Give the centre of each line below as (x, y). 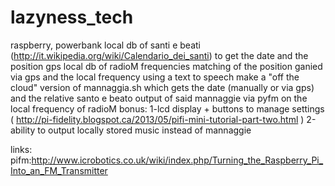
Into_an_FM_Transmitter (59, 170)
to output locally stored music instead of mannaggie (144, 130)
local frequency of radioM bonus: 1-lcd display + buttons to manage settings (167, 108)
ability (23, 130)
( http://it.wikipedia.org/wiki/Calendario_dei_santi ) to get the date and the (159, 55)
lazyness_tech (72, 17)
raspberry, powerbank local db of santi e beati (106, 45)
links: (21, 149)
